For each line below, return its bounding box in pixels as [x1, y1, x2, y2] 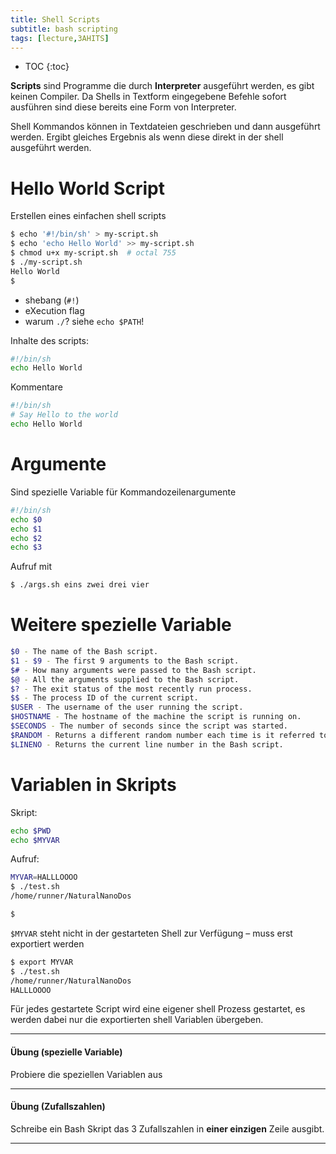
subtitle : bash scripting [10, 24, 118, 34]
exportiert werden [10, 937, 85, 950]
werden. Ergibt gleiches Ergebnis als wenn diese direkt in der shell [10, 131, 284, 143]
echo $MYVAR [10, 835, 60, 845]
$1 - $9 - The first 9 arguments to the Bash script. [10, 656, 240, 666]
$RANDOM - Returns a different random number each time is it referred [10, 730, 315, 740]
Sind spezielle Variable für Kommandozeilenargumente [10, 486, 237, 498]
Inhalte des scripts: [10, 334, 89, 346]
